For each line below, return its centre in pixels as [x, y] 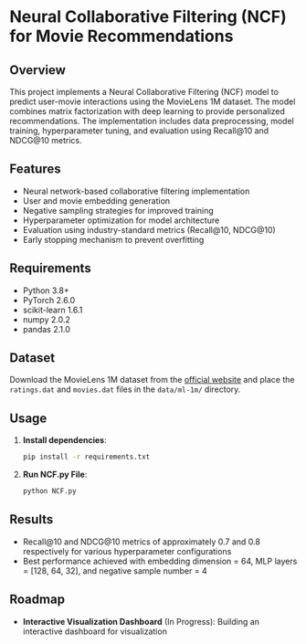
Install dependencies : [64, 440]
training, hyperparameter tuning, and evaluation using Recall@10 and [139, 131]
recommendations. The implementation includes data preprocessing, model [152, 121]
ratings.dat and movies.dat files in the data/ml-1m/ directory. [125, 389]
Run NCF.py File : [55, 475]
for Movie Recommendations [121, 36]
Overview [38, 70]
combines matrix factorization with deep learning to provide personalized [148, 111]
